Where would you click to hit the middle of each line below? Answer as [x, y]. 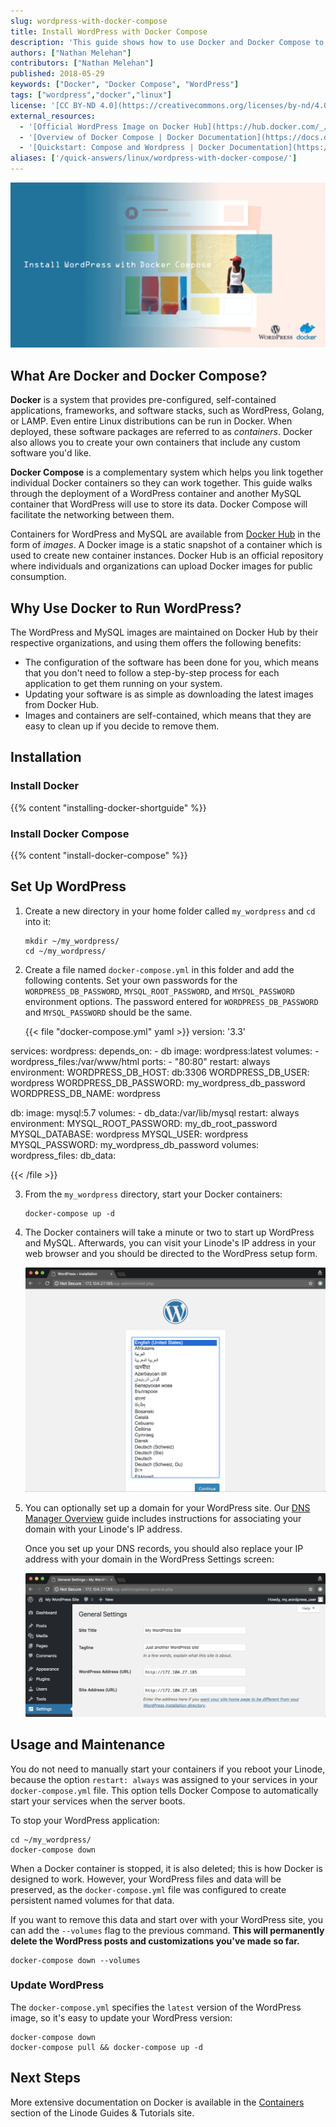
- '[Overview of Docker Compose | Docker [107, 137]
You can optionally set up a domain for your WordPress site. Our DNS [167, 1508]
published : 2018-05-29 [57, 74]
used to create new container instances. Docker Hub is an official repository [167, 556]
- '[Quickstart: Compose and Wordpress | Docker [122, 148]
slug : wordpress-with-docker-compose [89, 21]
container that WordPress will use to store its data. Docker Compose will [159, 504]
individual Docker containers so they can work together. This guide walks [161, 483]
